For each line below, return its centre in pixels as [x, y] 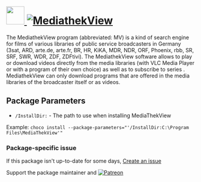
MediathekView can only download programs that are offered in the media [98, 76]
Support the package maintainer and [52, 173]
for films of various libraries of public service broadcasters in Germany [94, 44]
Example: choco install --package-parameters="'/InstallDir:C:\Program [97, 127]
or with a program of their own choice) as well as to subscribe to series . [95, 69]
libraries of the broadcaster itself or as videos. [63, 82]
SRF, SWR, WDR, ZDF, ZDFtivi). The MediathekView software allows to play [99, 56]
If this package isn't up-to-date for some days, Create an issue [84, 161]
